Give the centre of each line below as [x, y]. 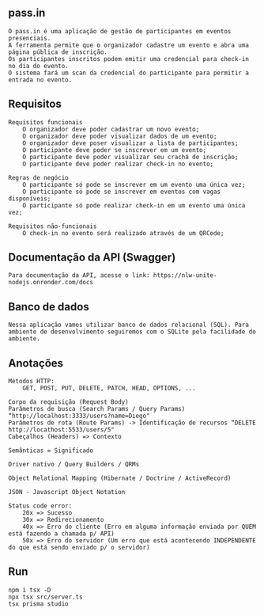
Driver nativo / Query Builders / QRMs [74, 465]
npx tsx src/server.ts [45, 597]
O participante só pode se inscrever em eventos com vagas [122, 192]
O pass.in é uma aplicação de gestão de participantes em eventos [120, 31]
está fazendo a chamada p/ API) [61, 534]
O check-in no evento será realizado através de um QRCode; [123, 233]
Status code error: [40, 506]
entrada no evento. [40, 80]
